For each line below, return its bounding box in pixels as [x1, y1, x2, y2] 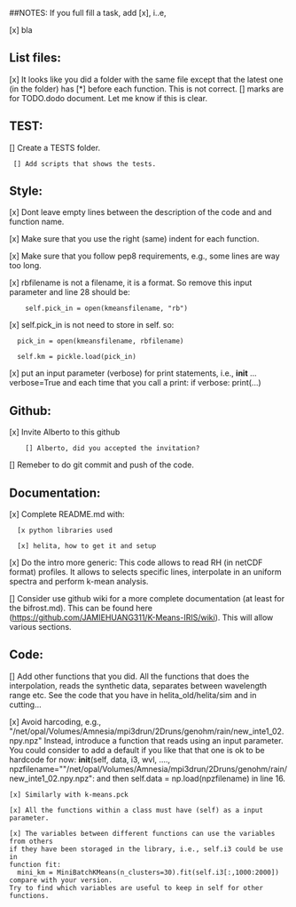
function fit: [9, 860, 62, 869]
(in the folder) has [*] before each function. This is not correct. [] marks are [9, 84, 284, 94]
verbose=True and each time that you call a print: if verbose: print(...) [9, 378, 261, 388]
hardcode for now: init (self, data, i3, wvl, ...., [9, 754, 171, 765]
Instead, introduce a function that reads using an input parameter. [43, 735, 284, 745]
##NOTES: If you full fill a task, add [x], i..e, [9, 8, 167, 18]
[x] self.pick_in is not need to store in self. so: [9, 320, 175, 330]
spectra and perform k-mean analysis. [9, 577, 149, 587]
